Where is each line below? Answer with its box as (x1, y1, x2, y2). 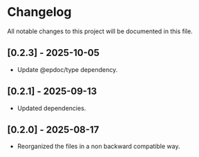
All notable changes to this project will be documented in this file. (7, 27, 193, 35)
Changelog (7, 4, 72, 20)
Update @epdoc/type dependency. (17, 65, 118, 73)
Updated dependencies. (17, 104, 86, 112)
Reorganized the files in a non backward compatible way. (17, 142, 180, 151)
